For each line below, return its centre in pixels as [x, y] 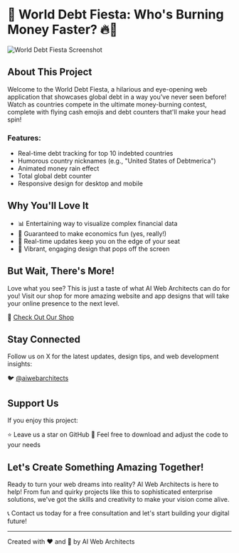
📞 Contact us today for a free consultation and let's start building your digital [118, 513]
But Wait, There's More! [61, 271]
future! [17, 521]
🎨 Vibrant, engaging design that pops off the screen [94, 249]
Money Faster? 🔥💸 [63, 29]
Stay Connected [44, 339]
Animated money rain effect [58, 168]
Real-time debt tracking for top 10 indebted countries [95, 154]
